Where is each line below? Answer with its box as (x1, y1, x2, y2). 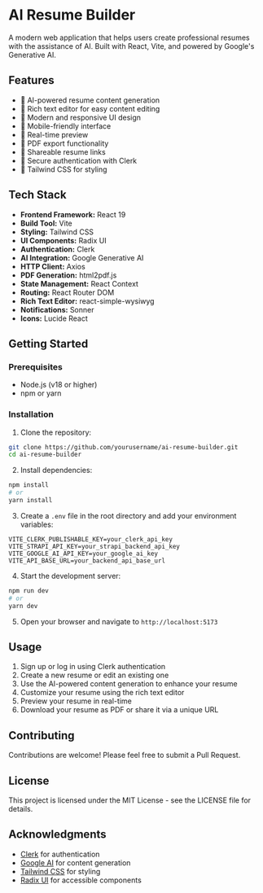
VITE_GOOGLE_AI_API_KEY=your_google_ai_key (8, 549, 159, 558)
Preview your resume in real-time (20, 696, 132, 706)
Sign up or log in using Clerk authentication (20, 662, 166, 672)
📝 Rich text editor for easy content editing (20, 103, 160, 113)
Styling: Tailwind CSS (20, 226, 94, 237)
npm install (8, 481, 49, 489)
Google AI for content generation (20, 857, 131, 868)
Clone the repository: (20, 427, 92, 437)
